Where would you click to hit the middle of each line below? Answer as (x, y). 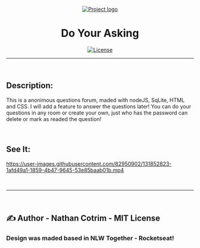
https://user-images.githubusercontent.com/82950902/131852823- (89, 163)
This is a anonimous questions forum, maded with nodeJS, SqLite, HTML (96, 100)
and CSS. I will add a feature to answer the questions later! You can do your (99, 106)
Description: (30, 86)
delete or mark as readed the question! (54, 119)
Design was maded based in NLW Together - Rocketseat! (90, 238)
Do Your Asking (100, 33)
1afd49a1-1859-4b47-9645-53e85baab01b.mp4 (65, 170)
